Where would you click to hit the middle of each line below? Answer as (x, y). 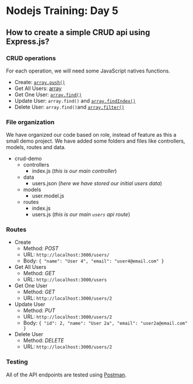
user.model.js (48, 196)
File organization (30, 122)
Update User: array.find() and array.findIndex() (75, 101)
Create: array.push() (40, 82)
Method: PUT (39, 310)
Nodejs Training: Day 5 (62, 11)
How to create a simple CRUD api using (78, 32)
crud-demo (28, 158)
